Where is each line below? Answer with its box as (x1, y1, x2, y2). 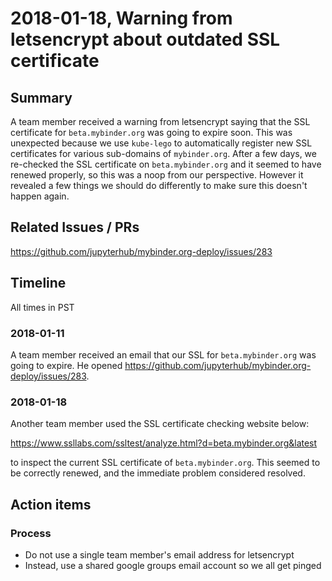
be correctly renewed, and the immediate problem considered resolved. (10, 467, 306, 479)
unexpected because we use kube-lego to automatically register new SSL (10, 137, 313, 149)
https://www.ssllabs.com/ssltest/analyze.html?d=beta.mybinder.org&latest (10, 437, 318, 449)
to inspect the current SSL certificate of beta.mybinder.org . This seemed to (10, 457, 321, 469)
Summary (10, 89, 73, 106)
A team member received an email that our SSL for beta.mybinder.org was (10, 348, 317, 361)
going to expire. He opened (10, 359, 123, 371)
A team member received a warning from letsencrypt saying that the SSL (10, 116, 311, 127)
